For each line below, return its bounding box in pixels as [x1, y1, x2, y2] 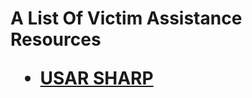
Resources [10, 28, 102, 51]
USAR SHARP [39, 67, 154, 90]
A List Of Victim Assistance [10, 7, 243, 30]
